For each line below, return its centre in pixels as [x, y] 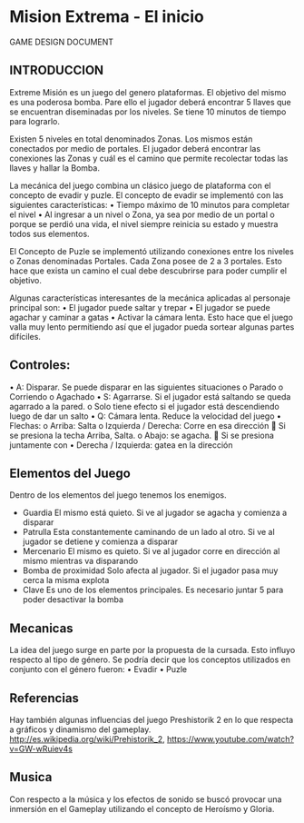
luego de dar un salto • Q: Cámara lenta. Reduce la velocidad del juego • [145, 416]
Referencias [44, 698]
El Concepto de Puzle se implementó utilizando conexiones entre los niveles [152, 251]
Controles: [40, 365]
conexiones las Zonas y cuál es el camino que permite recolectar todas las [149, 158]
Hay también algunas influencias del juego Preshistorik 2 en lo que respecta [152, 720]
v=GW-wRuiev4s [41, 749]
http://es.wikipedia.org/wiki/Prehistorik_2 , [87, 739]
